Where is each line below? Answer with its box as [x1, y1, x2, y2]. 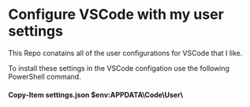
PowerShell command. [8, 72, 81, 81]
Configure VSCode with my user [8, 6, 225, 24]
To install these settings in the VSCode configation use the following [8, 63, 230, 72]
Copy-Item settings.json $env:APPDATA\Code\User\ [8, 90, 184, 99]
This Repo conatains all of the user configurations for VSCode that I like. [8, 48, 243, 57]
